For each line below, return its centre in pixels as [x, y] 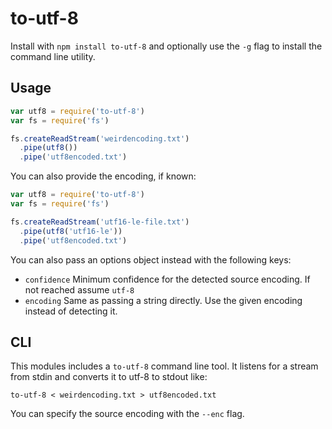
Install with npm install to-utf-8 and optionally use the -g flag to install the [166, 46]
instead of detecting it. [71, 311]
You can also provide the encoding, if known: [103, 176]
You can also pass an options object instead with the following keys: [151, 259]
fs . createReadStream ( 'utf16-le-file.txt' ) [100, 222]
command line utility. [53, 56]
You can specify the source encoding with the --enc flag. [127, 414]
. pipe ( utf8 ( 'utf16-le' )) [71, 231]
